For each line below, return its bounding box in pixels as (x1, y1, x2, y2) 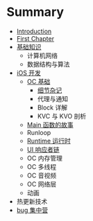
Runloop (26, 128, 51, 136)
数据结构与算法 (26, 60, 70, 68)
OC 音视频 (26, 171, 57, 179)
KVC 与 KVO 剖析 (37, 112, 87, 120)
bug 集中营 (16, 206, 49, 214)
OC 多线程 (26, 162, 57, 170)
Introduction (16, 27, 52, 35)
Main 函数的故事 (26, 121, 74, 129)
